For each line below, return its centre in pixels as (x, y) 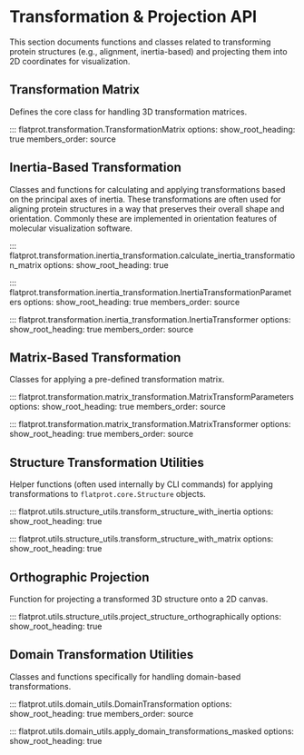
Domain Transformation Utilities (102, 655)
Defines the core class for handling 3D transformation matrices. (128, 112)
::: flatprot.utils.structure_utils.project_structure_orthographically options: (146, 616)
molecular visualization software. (71, 228)
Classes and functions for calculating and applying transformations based (147, 189)
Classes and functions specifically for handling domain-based (125, 676)
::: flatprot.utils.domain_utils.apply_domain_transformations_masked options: (152, 731)
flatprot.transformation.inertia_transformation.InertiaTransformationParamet (151, 292)
